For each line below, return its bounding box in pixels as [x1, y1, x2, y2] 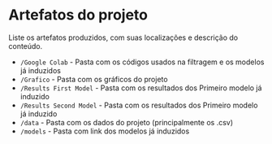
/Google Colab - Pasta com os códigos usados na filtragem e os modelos [19, 57, 265, 67]
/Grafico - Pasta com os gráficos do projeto [19, 74, 168, 84]
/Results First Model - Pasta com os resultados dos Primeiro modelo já [19, 83, 262, 93]
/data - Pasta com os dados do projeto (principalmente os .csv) [19, 117, 234, 127]
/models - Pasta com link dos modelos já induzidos [19, 126, 190, 136]
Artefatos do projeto [8, 6, 149, 24]
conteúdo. [8, 41, 43, 50]
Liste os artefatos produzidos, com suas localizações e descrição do [8, 33, 239, 42]
